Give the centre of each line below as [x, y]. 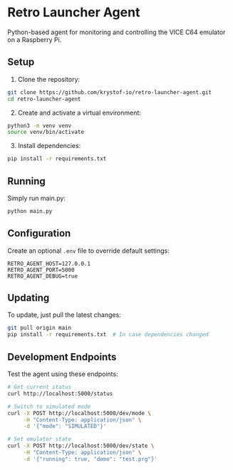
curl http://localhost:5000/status [60, 393]
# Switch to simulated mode [49, 407]
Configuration [39, 233]
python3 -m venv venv [40, 125]
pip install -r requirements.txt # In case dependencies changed [108, 335]
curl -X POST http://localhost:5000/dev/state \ [81, 446]
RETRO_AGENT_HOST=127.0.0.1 [49, 263]
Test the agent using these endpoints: [63, 374]
